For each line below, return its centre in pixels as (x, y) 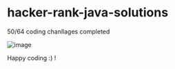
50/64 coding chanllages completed (59, 31)
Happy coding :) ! (32, 58)
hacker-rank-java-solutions (88, 13)
